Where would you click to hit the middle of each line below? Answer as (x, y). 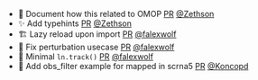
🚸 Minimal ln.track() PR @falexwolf (85, 57)
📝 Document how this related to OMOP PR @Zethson (116, 14)
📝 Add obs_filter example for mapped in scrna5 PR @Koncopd (133, 66)
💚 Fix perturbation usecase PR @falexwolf (96, 47)
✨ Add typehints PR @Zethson (75, 23)
